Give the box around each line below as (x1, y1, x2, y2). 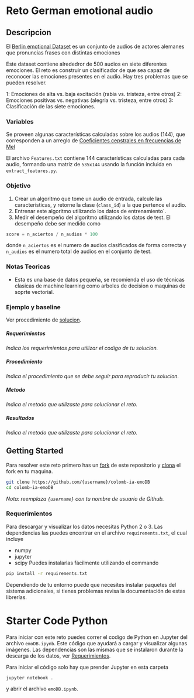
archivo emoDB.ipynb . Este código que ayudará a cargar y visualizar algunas (6, 639, 188, 646)
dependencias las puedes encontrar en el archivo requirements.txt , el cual (6, 529, 187, 536)
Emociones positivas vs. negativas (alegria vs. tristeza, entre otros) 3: (6, 97, 174, 104)
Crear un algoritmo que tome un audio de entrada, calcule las (14, 195, 162, 202)
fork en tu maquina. (6, 467, 53, 475)
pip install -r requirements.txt (6, 570, 88, 576)
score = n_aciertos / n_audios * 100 (6, 231, 98, 237)
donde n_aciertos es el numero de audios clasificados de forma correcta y (6, 242, 186, 249)
